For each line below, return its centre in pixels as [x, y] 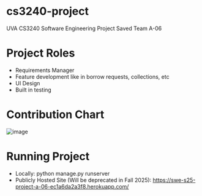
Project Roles [41, 53]
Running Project [48, 156]
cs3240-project [47, 11]
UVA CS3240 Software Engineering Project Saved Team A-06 [84, 28]
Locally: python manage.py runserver [62, 173]
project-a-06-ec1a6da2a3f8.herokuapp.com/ [72, 186]
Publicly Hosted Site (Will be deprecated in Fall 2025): [83, 180]
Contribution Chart [55, 115]
